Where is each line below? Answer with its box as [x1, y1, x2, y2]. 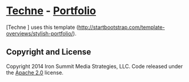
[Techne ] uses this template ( [6, 24, 78, 31]
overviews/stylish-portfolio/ [6, 29, 74, 37]
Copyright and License [6, 47, 91, 57]
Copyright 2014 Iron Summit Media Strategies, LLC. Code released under [6, 63, 183, 70]
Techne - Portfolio [6, 4, 97, 18]
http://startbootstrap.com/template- [78, 24, 165, 31]
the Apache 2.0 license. [6, 69, 64, 76]
